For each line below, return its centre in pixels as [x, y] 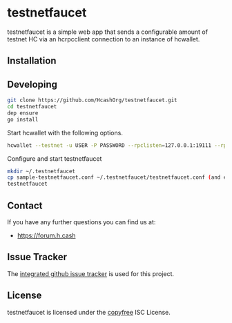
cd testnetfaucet [32, 107]
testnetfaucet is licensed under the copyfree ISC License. [89, 312]
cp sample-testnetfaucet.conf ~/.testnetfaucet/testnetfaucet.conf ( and [114, 177]
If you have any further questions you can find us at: [81, 222]
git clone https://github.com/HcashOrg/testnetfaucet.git [92, 100]
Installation [32, 61]
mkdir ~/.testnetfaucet [41, 171]
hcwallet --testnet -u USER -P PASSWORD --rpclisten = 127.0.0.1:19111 [109, 145]
